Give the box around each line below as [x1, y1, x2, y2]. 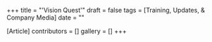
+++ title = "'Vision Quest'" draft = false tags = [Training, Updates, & [6, 6, 206, 14]
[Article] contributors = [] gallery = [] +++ [6, 27, 127, 35]
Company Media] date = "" [6, 13, 85, 22]
